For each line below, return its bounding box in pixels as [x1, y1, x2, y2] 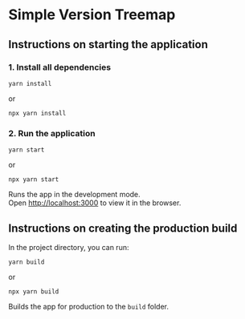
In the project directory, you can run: [8, 242, 129, 252]
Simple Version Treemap [8, 6, 176, 24]
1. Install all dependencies [8, 62, 111, 73]
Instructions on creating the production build [8, 221, 238, 235]
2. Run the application [8, 127, 96, 139]
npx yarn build [8, 287, 59, 296]
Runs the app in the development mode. [8, 190, 141, 200]
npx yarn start [8, 176, 59, 184]
